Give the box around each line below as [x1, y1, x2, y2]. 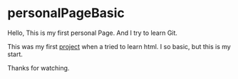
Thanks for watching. [7, 63, 70, 72]
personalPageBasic [7, 5, 125, 21]
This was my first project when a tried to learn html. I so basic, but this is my [7, 42, 232, 51]
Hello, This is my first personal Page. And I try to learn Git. [7, 28, 178, 37]
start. [7, 50, 24, 58]
